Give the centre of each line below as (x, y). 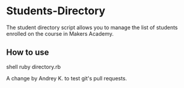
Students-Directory (56, 11)
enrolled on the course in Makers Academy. (60, 33)
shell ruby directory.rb (34, 67)
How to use (28, 53)
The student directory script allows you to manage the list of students (92, 27)
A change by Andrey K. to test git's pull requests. (67, 78)
